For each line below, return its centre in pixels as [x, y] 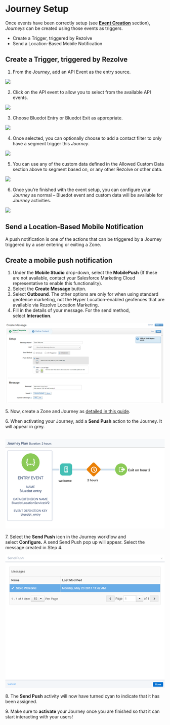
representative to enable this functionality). [57, 283]
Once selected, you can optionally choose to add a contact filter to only [87, 138]
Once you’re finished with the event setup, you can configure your [81, 190]
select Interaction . [32, 316]
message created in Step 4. [34, 547]
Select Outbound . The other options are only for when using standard [85, 294]
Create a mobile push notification [59, 260]
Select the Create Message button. [49, 289]
